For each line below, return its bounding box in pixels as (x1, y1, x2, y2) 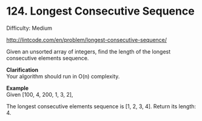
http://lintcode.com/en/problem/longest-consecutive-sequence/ (6, 36, 167, 43)
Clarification (6, 66, 39, 74)
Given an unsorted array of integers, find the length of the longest (6, 47, 171, 55)
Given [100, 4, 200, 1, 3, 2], (6, 91, 73, 98)
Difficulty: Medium (6, 24, 53, 32)
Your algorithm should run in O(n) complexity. (6, 72, 120, 80)
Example (6, 84, 29, 92)
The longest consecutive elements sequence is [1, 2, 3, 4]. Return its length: (6, 102, 196, 110)
